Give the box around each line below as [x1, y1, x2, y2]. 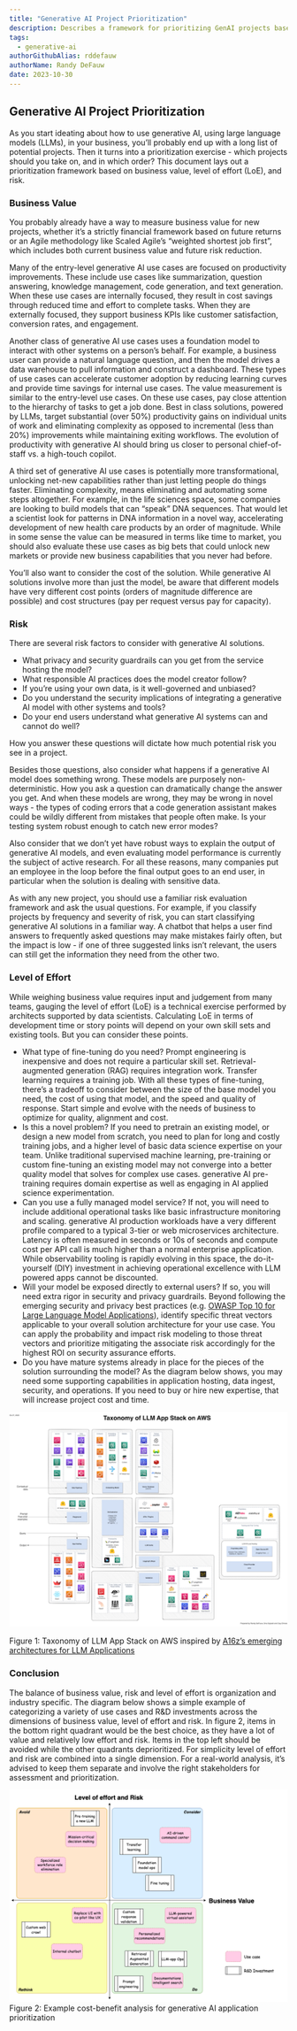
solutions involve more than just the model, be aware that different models [9, 576, 279, 588]
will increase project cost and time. [21, 1394, 150, 1404]
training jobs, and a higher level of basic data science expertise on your [21, 1140, 283, 1150]
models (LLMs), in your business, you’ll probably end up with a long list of [9, 137, 278, 148]
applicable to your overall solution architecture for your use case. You [21, 1319, 276, 1329]
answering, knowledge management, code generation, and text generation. [9, 281, 284, 291]
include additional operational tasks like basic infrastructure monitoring [21, 1206, 281, 1217]
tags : [9, 33, 29, 42]
